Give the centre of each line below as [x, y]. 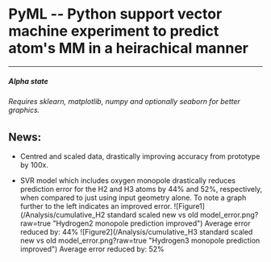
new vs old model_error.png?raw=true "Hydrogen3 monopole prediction [140, 240]
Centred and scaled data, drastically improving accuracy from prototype [140, 156]
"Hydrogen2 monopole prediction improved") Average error [151, 223]
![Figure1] [190, 206]
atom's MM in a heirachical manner [128, 48]
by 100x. [34, 164]
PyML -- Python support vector [115, 14]
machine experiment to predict [114, 31]
